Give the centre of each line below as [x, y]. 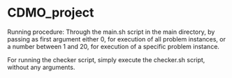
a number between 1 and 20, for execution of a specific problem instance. [114, 46]
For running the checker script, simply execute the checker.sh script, [106, 59]
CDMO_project [51, 13]
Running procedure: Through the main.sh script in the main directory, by [111, 32]
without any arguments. [41, 67]
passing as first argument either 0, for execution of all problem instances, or [116, 39]
